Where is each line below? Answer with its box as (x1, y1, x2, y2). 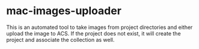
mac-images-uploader (6, 4, 122, 18)
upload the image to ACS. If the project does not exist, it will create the (6, 30, 182, 37)
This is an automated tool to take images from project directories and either (6, 24, 193, 31)
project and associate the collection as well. (6, 36, 115, 43)
